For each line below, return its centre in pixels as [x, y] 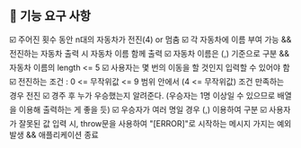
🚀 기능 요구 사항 [50, 16]
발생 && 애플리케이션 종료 [54, 135]
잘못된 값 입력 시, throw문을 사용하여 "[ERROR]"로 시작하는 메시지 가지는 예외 [155, 123]
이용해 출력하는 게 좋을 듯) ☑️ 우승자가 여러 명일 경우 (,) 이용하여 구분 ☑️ [143, 109]
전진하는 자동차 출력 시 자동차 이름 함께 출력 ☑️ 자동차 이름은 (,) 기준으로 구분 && [150, 53]
